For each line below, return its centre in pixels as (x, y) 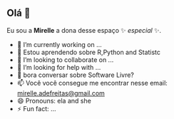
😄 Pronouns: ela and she (54, 100)
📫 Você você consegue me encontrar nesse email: (92, 83)
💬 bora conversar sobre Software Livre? (76, 75)
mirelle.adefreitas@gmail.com (61, 93)
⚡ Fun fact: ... (36, 108)
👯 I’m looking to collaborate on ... (65, 59)
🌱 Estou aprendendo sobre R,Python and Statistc (89, 52)
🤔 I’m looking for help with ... (59, 67)
